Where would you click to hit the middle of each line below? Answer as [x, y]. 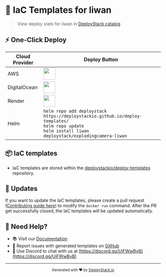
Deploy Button [101, 59]
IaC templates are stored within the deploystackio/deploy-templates [81, 168]
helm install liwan [66, 131]
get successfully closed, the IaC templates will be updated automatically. [79, 211]
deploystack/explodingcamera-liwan [85, 136]
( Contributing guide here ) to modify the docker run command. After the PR [81, 206]
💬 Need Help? [26, 226]
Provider [23, 62]
